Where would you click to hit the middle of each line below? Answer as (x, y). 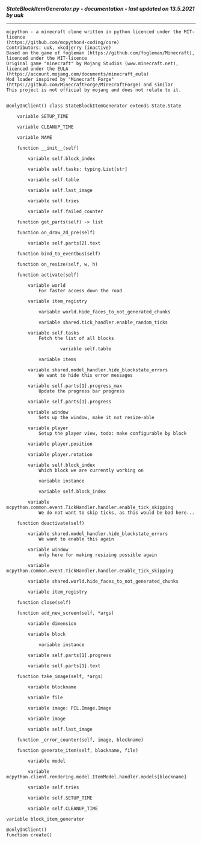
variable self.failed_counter (66, 211)
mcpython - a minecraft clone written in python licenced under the (94, 32)
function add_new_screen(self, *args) (66, 613)
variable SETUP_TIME (43, 117)
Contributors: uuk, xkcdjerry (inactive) (59, 48)
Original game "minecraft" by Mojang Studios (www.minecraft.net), (93, 63)
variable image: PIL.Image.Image (70, 708)
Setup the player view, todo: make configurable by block (112, 434)
